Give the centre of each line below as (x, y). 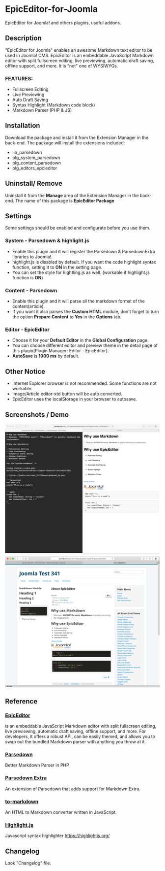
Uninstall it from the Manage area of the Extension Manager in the (72, 195)
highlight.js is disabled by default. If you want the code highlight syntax (84, 262)
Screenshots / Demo (37, 415)
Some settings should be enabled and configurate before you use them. (78, 228)
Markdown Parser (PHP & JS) (42, 110)
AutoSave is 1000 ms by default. (46, 356)
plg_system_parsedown (36, 157)
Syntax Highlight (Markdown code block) (54, 105)
